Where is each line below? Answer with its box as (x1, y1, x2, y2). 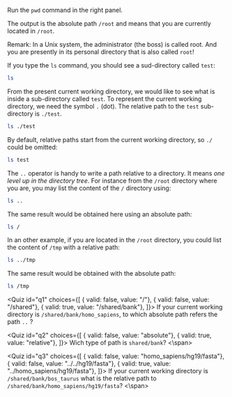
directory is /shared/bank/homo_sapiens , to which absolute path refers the (7, 310, 218, 319)
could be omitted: (7, 143, 58, 151)
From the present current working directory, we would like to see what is (7, 87, 215, 95)
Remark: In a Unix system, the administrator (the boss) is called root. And (7, 40, 217, 48)
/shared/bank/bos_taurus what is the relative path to (7, 374, 157, 382)
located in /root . (7, 27, 55, 35)
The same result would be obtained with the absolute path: (7, 270, 176, 278)
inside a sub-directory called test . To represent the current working (7, 94, 202, 103)
